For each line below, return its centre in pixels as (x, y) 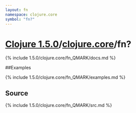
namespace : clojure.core (31, 15)
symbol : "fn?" (20, 19)
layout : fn (17, 10)
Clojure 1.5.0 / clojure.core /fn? (69, 44)
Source (17, 93)
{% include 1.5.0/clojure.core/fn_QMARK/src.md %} (59, 105)
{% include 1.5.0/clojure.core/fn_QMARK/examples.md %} (65, 77)
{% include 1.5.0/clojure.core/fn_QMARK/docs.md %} (60, 58)
